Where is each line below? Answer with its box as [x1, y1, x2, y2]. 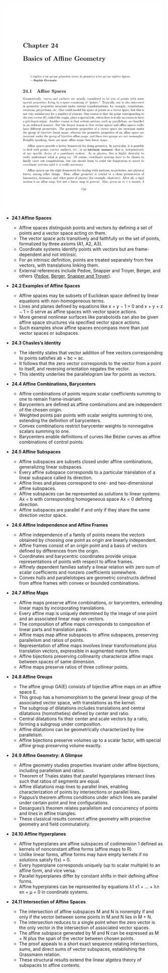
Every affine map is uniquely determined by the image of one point [19, 610, 157, 617]
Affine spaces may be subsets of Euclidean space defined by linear [19, 292, 159, 299]
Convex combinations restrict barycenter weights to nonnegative [19, 423, 154, 429]
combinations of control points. [19, 439, 84, 445]
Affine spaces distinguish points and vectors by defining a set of [19, 225, 153, 231]
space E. [19, 689, 38, 695]
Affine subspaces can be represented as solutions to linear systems [19, 491, 160, 497]
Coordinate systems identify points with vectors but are [19, 246, 134, 252]
